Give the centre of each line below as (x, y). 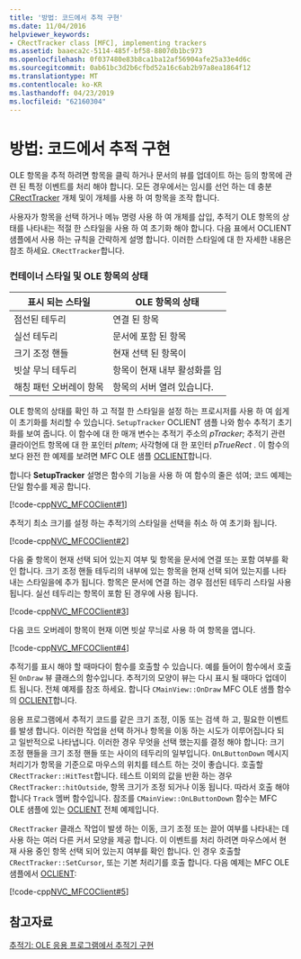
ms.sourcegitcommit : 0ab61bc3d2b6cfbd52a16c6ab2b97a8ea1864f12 (130, 68)
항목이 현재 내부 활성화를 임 (167, 370)
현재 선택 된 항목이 (150, 353)
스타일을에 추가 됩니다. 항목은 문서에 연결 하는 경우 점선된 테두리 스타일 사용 (159, 582)
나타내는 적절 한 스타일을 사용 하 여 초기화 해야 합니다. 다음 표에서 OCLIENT (159, 228)
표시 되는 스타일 (59, 302)
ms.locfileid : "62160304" (58, 101)
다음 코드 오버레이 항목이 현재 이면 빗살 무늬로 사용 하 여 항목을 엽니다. (133, 629)
